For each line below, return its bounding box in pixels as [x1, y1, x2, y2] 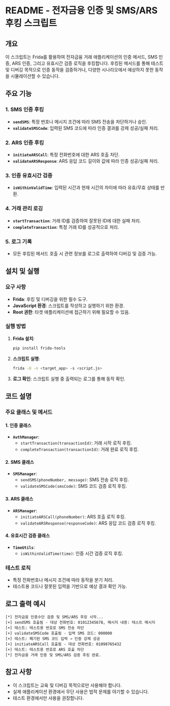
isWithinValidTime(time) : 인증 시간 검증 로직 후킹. [20, 550, 124, 556]
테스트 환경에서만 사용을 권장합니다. [12, 695, 84, 701]
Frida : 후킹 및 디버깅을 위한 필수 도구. [12, 296, 88, 302]
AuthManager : [12, 434, 40, 440]
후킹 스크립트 [5, 17, 57, 29]
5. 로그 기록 [5, 238, 32, 245]
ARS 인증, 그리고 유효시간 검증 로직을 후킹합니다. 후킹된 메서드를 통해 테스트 [12, 60, 164, 66]
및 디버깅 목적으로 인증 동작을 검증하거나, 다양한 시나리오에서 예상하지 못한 [5, 67, 154, 73]
